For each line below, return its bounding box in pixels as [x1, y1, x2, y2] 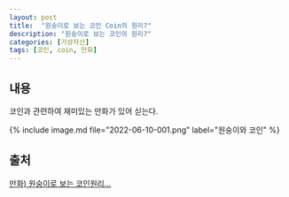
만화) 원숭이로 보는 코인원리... [9, 178, 112, 188]
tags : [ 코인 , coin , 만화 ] [9, 46, 98, 55]
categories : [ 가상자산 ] [9, 37, 90, 47]
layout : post [9, 12, 58, 22]
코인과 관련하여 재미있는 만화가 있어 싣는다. [9, 105, 159, 116]
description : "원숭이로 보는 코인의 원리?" [9, 29, 152, 38]
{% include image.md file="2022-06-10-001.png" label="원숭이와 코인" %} [9, 125, 281, 135]
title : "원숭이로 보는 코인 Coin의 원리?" [9, 21, 152, 30]
